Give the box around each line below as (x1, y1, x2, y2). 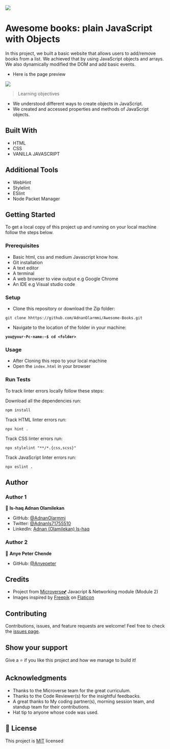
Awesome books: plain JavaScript (5, 23, 153, 34)
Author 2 (5, 538, 28, 546)
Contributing (5, 609, 47, 618)
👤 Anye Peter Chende (5, 550, 52, 556)
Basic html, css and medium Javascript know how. (12, 254, 119, 260)
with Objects (5, 33, 60, 45)
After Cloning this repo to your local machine (12, 358, 107, 364)
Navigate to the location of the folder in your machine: (12, 324, 127, 330)
